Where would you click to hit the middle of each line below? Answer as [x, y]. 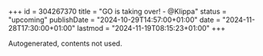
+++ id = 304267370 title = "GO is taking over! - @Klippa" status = [118, 11]
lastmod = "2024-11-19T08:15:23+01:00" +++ [151, 28]
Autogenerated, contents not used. [66, 43]
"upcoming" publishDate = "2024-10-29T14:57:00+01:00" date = [114, 20]
